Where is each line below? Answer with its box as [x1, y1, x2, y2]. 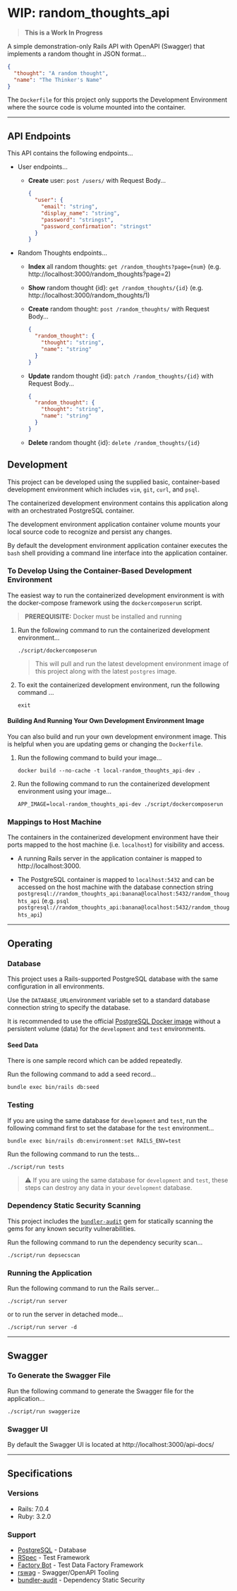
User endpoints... [17, 162, 68, 171]
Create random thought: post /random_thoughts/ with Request [28, 305, 209, 314]
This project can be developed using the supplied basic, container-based [7, 477, 220, 486]
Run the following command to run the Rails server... [7, 1284, 159, 1293]
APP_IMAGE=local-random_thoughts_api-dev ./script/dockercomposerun [17, 801, 224, 808]
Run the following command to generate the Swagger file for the [7, 1386, 194, 1395]
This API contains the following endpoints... [7, 149, 133, 157]
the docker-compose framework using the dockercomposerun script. [7, 598, 202, 607]
